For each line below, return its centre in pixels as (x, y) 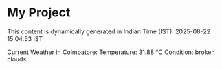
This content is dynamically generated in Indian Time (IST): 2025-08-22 (109, 31)
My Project (39, 13)
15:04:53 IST (25, 38)
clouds (17, 59)
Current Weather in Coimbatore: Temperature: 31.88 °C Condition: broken (111, 52)
